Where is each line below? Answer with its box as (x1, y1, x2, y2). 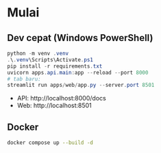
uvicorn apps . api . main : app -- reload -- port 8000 (7, 69, 149, 76)
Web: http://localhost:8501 (16, 101, 92, 110)
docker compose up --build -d (7, 139, 94, 146)
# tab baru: (7, 75, 41, 83)
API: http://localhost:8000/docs (16, 94, 106, 102)
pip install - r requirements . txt (7, 63, 103, 70)
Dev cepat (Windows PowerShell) (7, 32, 153, 44)
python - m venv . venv (7, 50, 69, 57)
